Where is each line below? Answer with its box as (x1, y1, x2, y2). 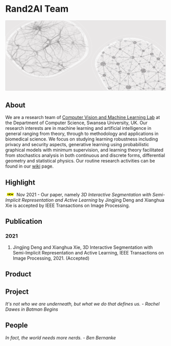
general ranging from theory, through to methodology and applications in (5, 131, 159, 137)
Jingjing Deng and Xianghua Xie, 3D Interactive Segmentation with (12, 244, 153, 250)
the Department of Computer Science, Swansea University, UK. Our (5, 120, 148, 126)
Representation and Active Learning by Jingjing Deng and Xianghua (21, 197, 165, 203)
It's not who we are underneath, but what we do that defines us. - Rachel (5, 301, 160, 307)
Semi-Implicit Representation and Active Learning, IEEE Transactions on (12, 249, 164, 256)
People (5, 321, 28, 330)
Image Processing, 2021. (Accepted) (12, 255, 90, 261)
